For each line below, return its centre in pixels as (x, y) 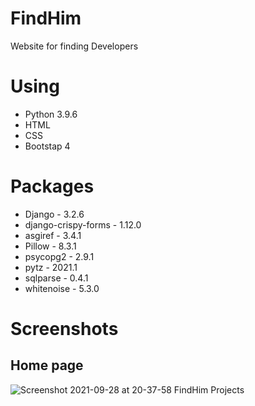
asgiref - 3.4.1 (53, 235)
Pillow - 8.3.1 (50, 246)
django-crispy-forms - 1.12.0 (83, 224)
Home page (47, 365)
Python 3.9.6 (51, 114)
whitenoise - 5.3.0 (62, 288)
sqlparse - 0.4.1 (56, 278)
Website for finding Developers (74, 46)
